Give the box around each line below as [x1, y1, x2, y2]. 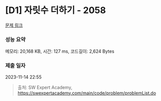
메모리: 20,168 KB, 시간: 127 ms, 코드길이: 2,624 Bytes [5, 48, 115, 54]
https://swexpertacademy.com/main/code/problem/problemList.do [17, 90, 156, 96]
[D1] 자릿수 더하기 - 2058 [5, 5, 106, 16]
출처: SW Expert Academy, [17, 84, 72, 90]
